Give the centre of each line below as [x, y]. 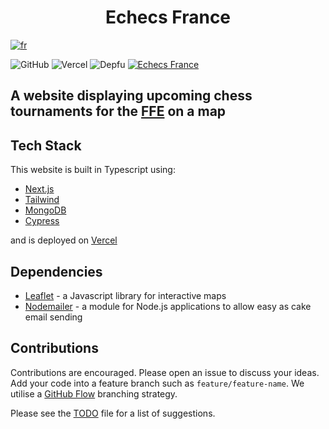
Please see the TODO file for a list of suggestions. [113, 413]
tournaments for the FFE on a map [118, 111]
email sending [53, 317]
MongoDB [45, 210]
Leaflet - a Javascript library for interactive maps [125, 295]
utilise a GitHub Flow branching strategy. [94, 393]
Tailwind [42, 200]
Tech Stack [46, 145]
